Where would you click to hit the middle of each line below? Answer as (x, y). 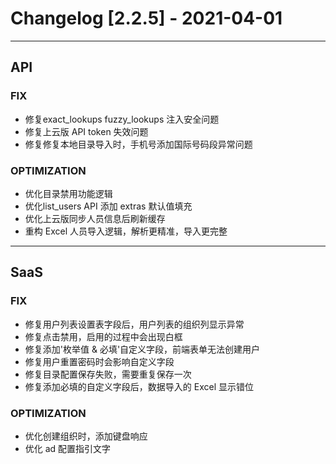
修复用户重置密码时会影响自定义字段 (99, 361)
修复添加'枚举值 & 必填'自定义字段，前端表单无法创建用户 (142, 349)
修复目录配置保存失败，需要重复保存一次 (108, 374)
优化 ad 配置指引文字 (68, 448)
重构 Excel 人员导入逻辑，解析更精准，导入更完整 (126, 231)
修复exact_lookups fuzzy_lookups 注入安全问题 (122, 119)
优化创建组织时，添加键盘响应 (86, 436)
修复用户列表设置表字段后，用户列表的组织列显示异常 (134, 324)
